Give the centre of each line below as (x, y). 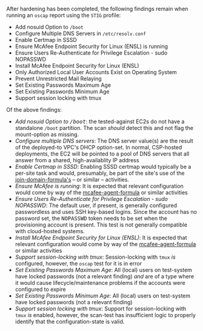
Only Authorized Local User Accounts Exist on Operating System (96, 72)
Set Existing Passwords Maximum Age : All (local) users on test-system (104, 270)
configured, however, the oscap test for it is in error (78, 263)
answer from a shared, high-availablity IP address (77, 160)
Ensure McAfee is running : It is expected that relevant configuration (99, 186)
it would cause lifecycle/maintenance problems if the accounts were (100, 283)
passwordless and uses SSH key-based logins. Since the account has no (106, 212)
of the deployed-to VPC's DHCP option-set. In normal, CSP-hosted (98, 147)
